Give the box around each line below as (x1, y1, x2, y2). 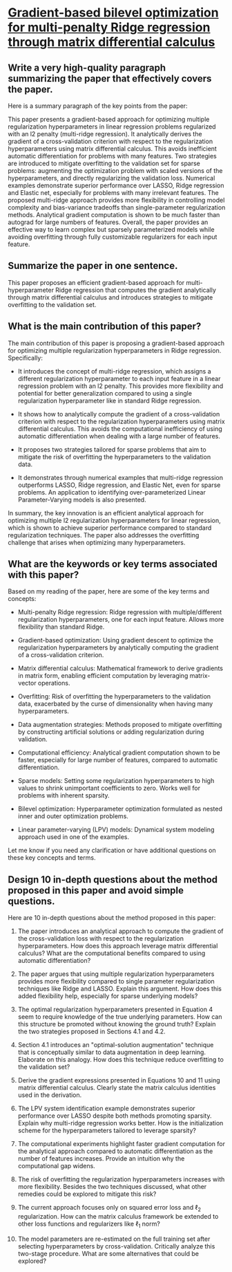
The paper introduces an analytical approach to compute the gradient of (17, 927, 224, 935)
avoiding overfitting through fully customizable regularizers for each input (8, 233, 217, 241)
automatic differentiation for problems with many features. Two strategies (8, 152, 217, 160)
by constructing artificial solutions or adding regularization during (17, 728, 204, 736)
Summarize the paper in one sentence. (8, 260, 178, 272)
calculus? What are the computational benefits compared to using (17, 949, 206, 957)
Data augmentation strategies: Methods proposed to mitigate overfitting (17, 721, 222, 729)
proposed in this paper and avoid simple (8, 884, 184, 896)
